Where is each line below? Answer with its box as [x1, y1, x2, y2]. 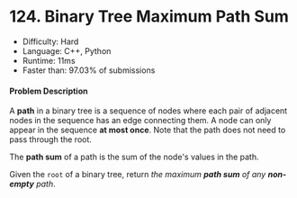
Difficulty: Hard [22, 36, 79, 47]
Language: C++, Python [22, 45, 112, 56]
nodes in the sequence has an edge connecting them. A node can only [9, 115, 272, 126]
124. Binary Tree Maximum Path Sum [9, 6, 290, 27]
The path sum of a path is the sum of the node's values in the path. [9, 151, 259, 163]
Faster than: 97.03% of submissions [22, 65, 156, 76]
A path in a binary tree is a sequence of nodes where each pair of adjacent [9, 105, 288, 116]
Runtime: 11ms [22, 55, 76, 66]
